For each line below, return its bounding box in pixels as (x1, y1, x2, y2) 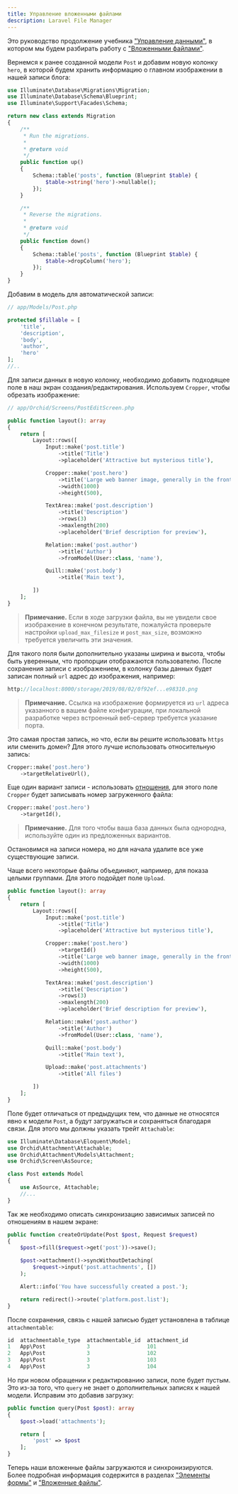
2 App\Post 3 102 (7, 1350, 157, 1357)
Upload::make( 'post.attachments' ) (45, 1064, 147, 1071)
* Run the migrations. (23, 132, 91, 139)
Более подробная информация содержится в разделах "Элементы (7, 1471, 210, 1479)
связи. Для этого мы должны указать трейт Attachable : (7, 1124, 175, 1133)
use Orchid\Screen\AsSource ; (7, 1158, 93, 1165)
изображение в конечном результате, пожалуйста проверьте (24, 620, 212, 629)
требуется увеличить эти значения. (24, 635, 133, 644)
